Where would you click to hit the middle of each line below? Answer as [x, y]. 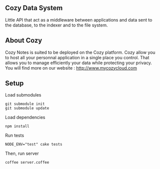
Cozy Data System [34, 8]
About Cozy [24, 40]
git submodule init [25, 104]
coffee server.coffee [27, 163]
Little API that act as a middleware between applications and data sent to [79, 20]
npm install [17, 126]
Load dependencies [25, 118]
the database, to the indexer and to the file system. [56, 25]
